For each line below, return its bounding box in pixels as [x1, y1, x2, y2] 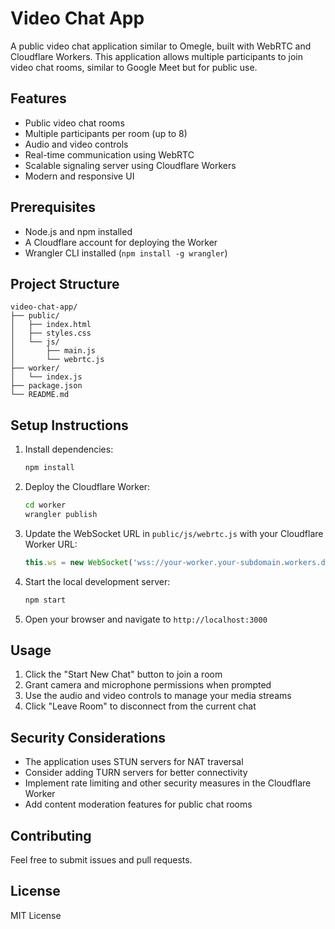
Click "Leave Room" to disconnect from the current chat [24, 700, 257, 712]
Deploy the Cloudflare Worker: [24, 481, 151, 493]
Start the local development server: [24, 575, 171, 587]
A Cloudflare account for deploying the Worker [24, 236, 218, 248]
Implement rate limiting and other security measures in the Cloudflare [24, 777, 312, 789]
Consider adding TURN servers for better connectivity [24, 767, 248, 779]
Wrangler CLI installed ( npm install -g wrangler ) [24, 247, 228, 259]
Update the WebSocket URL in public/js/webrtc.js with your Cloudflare [24, 527, 324, 539]
